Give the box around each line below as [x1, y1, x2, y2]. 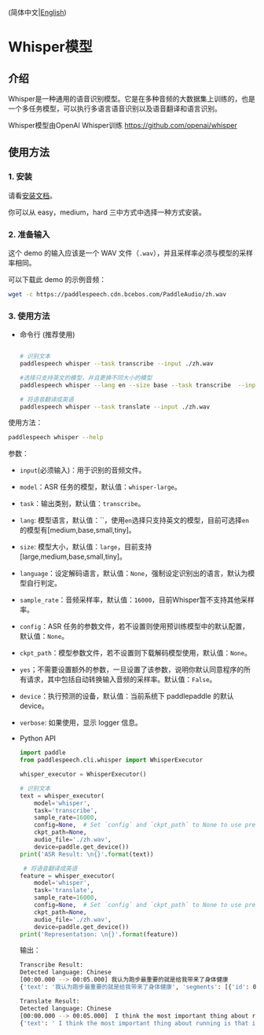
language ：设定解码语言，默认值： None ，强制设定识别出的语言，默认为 [19, 569, 248, 578]
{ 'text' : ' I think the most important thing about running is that [19, 1019, 249, 1027]
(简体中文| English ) [8, 8, 67, 17]
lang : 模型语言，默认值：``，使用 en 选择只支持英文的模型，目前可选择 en [19, 516, 250, 525]
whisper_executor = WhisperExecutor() [19, 770, 147, 779]
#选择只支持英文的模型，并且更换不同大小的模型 [19, 373, 152, 382]
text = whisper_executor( [19, 791, 104, 800]
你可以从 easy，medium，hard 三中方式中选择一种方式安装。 [8, 207, 206, 217]
